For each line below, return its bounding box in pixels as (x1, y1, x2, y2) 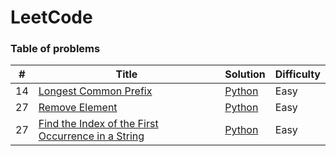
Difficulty (274, 67, 321, 81)
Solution (224, 67, 266, 81)
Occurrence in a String (38, 129, 145, 143)
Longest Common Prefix (38, 84, 153, 98)
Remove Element (38, 101, 118, 115)
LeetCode (10, 6, 93, 29)
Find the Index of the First (38, 117, 159, 131)
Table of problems (10, 42, 101, 56)
